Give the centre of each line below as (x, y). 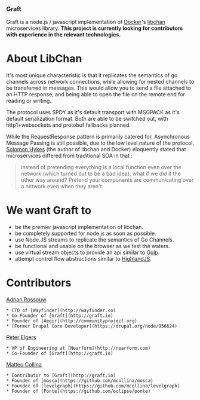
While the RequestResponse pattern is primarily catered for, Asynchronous (98, 137)
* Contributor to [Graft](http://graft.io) (61, 375)
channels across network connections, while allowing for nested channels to (100, 82)
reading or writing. (29, 101)
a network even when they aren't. (62, 187)
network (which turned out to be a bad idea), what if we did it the (101, 174)
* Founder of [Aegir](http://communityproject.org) (72, 321)
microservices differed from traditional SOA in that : (70, 156)
